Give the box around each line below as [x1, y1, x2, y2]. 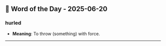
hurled [5, 20, 21, 26]
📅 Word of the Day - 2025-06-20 [5, 5, 108, 13]
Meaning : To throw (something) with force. [12, 30, 100, 37]
